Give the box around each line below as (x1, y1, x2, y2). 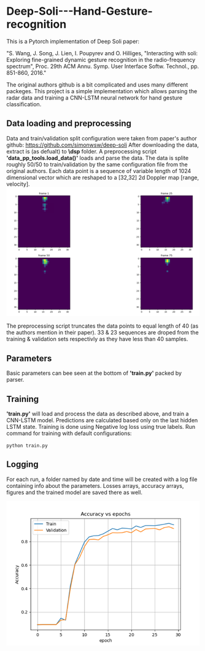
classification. (6, 100, 42, 108)
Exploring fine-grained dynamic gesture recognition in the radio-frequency (6, 56, 196, 63)
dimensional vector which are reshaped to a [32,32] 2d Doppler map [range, (6, 174, 199, 181)
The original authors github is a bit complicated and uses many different (6, 81, 188, 88)
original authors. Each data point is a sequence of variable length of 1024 (6, 167, 191, 174)
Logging (6, 459, 39, 470)
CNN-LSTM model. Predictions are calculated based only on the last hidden (6, 417, 198, 424)
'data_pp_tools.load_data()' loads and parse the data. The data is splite (6, 154, 189, 161)
